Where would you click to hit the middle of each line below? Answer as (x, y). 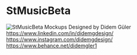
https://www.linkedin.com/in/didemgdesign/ (60, 33)
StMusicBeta (39, 11)
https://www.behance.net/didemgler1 (52, 46)
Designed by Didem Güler (100, 27)
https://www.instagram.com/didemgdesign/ (60, 39)
